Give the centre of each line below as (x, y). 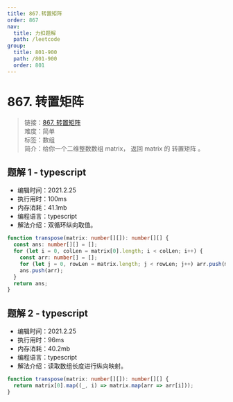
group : (17, 46)
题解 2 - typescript (48, 313)
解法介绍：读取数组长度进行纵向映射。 (72, 366)
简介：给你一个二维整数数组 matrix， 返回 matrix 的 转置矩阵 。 (114, 148)
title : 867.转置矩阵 (35, 14)
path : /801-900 (35, 59)
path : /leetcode (37, 40)
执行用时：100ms (42, 199)
